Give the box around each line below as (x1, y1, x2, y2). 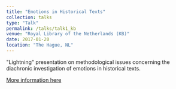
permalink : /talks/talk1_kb (6, 25, 77, 32)
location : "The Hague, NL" (6, 42, 74, 48)
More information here (6, 76, 62, 84)
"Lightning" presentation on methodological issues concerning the (6, 58, 170, 66)
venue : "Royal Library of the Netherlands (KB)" (6, 31, 130, 37)
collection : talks (6, 14, 52, 20)
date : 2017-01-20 (6, 36, 50, 42)
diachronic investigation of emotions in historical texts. (6, 65, 141, 72)
